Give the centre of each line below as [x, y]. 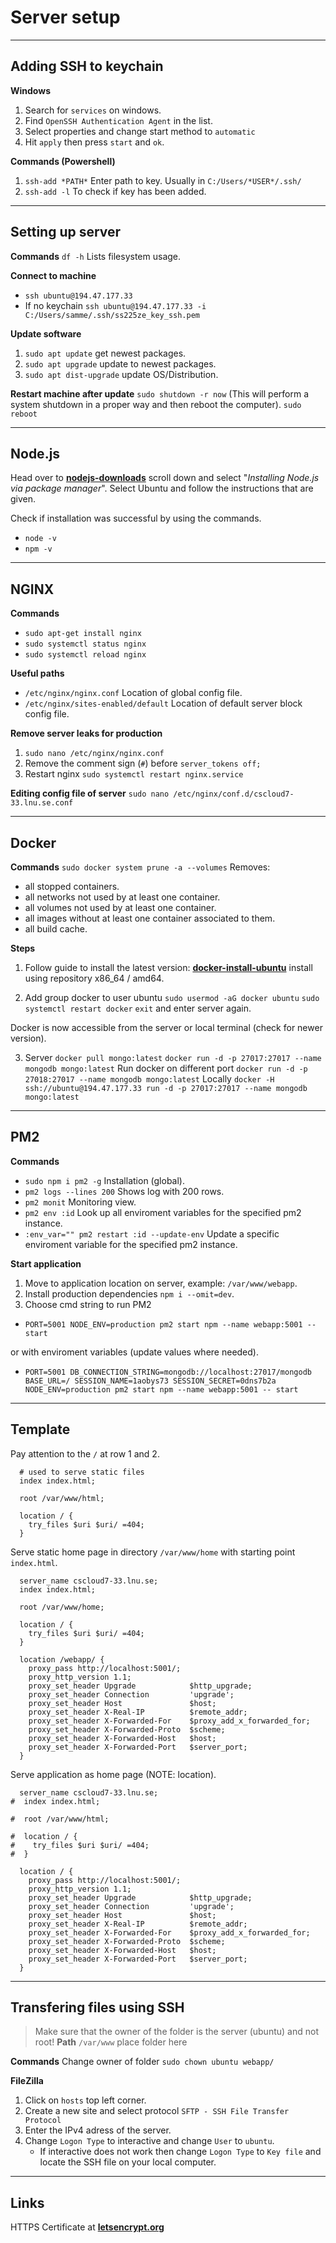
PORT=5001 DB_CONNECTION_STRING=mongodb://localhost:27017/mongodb [168, 1372]
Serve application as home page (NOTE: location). [113, 1774]
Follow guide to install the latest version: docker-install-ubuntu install [168, 967]
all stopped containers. [72, 886]
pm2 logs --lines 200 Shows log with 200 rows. [124, 1191]
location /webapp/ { [62, 1659]
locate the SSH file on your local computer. [128, 2162]
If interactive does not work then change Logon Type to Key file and [180, 2152]
